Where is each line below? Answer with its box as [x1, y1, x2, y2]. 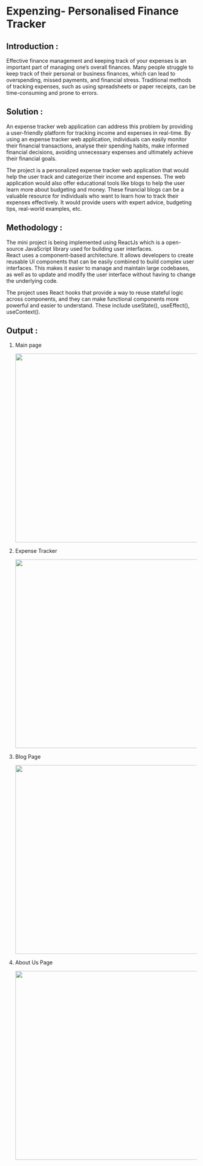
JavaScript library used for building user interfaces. [25, 245, 153, 252]
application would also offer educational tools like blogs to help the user [6, 179, 185, 187]
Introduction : [6, 41, 59, 51]
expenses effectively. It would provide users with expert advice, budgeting [6, 198, 192, 206]
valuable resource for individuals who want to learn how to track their [6, 192, 179, 199]
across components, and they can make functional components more [6, 295, 179, 303]
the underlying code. [6, 277, 59, 285]
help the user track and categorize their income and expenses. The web [6, 173, 185, 180]
